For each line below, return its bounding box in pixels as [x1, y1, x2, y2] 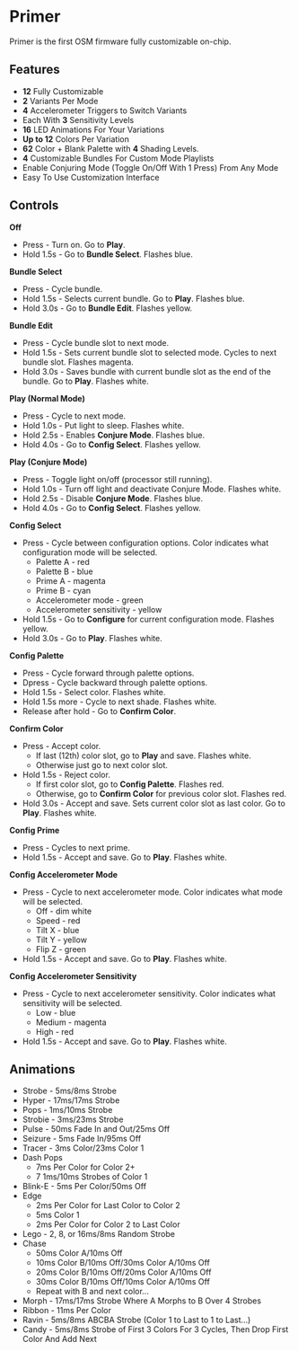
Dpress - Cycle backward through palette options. [22, 676, 208, 688]
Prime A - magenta [35, 575, 106, 586]
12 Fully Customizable [22, 85, 104, 96]
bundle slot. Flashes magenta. [22, 357, 135, 367]
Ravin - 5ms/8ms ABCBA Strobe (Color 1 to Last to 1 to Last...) [22, 1314, 251, 1326]
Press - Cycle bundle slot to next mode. [22, 337, 169, 348]
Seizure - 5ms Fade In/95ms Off [22, 1134, 142, 1144]
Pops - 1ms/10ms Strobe [22, 1105, 113, 1116]
